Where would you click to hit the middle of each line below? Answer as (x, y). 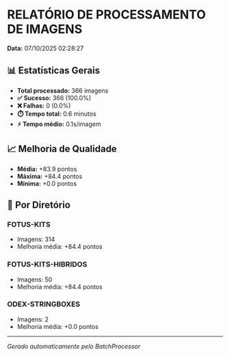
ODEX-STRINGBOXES (44, 304)
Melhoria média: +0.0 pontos (58, 326)
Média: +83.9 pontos (47, 169)
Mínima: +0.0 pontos (47, 183)
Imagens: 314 (36, 239)
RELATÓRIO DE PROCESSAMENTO (107, 15)
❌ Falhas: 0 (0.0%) (44, 106)
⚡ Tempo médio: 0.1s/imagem (59, 124)
